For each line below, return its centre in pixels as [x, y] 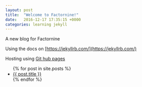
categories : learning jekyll [36, 24]
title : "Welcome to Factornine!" [42, 15]
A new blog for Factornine [33, 39]
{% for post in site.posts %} [42, 69]
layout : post [19, 10]
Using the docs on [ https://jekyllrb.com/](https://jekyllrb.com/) [71, 49]
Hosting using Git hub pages [35, 59]
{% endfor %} [27, 79]
